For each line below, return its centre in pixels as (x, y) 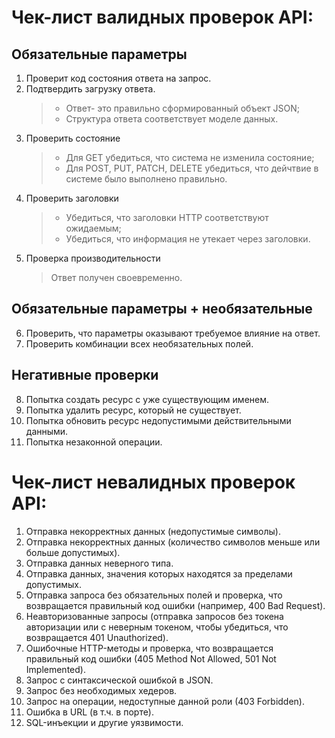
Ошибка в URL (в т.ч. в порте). (89, 712)
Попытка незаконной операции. (94, 442)
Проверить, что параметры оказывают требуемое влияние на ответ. (173, 333)
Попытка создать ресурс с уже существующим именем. (147, 399)
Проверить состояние (73, 138)
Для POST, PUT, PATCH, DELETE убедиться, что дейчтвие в (192, 168)
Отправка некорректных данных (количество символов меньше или (173, 542)
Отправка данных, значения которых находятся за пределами (159, 573)
